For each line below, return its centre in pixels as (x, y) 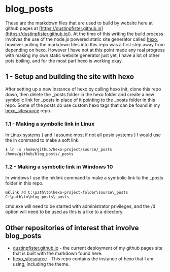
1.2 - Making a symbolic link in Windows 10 (59, 167)
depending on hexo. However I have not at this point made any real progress (85, 50)
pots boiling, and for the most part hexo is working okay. (64, 61)
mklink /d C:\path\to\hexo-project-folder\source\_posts (67, 193)
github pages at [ (23, 28)
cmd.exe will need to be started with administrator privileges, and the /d (80, 206)
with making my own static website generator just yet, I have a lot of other (82, 55)
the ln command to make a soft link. (43, 140)
